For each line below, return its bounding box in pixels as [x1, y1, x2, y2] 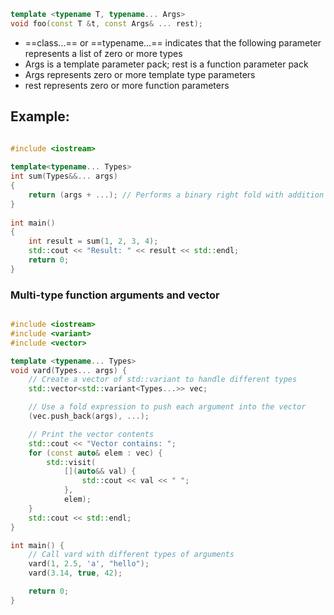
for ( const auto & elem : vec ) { [28, 448, 163, 458]
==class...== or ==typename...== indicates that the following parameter [24, 36, 322, 49]
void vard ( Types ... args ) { [10, 365, 128, 375]
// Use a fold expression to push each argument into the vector [28, 402, 307, 412]
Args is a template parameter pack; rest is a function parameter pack [24, 58, 309, 70]
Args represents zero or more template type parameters [24, 68, 256, 80]
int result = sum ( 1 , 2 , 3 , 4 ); [28, 236, 159, 247]
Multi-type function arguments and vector [10, 288, 220, 302]
